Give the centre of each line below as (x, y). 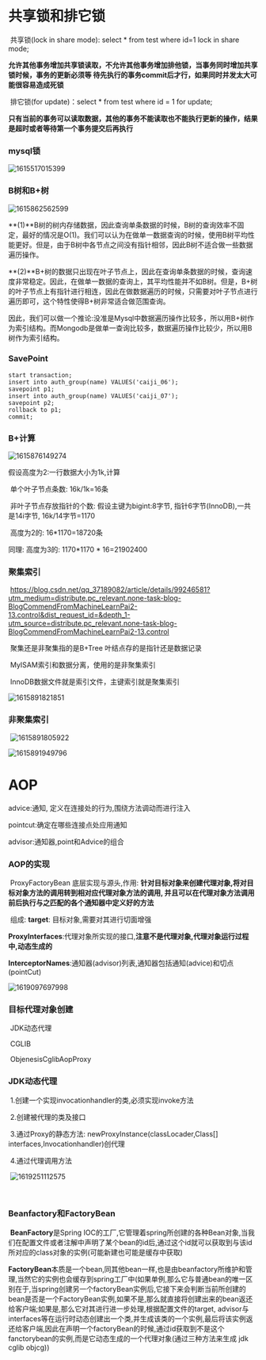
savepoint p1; (32, 389)
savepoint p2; (32, 403)
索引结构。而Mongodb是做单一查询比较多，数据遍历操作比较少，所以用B (133, 328)
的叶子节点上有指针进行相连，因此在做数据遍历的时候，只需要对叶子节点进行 (133, 291)
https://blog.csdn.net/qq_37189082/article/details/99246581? (110, 590)
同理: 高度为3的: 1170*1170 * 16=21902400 (78, 550)
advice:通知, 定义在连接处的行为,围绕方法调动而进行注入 (99, 808)
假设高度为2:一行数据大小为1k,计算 (64, 472)
